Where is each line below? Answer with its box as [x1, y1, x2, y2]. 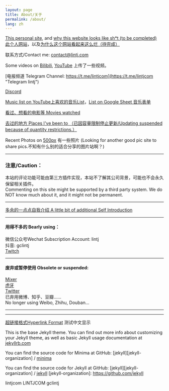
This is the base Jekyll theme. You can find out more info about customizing [5, 329, 162, 335]
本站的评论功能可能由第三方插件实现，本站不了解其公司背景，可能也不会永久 [5, 174, 164, 180]
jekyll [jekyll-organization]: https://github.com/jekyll [36, 370, 144, 376]
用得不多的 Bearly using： [5, 224, 60, 230]
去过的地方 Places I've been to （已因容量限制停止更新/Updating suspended [5, 120, 162, 126]
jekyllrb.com [5, 340, 31, 346]
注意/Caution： [5, 162, 43, 169]
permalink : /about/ [5, 17, 46, 22]
